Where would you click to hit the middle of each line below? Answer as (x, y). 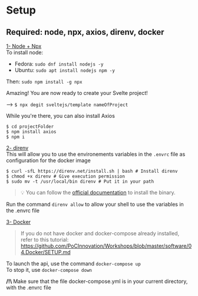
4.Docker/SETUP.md (45, 252)
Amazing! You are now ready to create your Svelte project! (77, 93)
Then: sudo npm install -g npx (44, 81)
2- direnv (17, 148)
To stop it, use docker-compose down (49, 270)
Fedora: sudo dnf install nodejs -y (59, 64)
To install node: (24, 52)
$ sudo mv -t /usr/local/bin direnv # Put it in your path (80, 182)
